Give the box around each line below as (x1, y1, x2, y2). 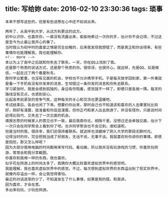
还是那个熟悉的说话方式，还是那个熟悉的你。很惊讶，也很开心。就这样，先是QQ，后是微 (5, 65, 159, 70)
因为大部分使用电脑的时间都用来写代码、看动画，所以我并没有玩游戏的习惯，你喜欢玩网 (5, 144, 158, 150)
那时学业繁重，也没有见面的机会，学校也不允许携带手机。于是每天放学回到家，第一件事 (5, 75, 158, 81)
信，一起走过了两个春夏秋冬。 (5, 70, 58, 75)
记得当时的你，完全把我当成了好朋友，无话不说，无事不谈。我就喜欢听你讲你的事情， (5, 134, 154, 139)
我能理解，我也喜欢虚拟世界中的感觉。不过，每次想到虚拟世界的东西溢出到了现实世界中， (5, 166, 162, 171)
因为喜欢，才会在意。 (5, 182, 43, 187)
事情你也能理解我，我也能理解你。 (5, 50, 65, 55)
